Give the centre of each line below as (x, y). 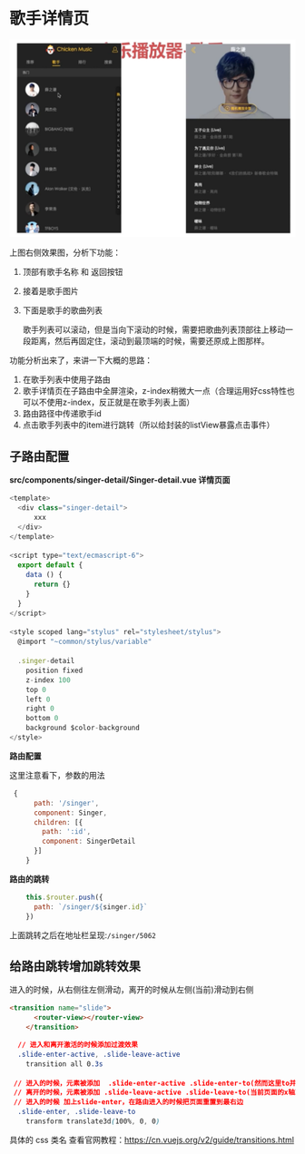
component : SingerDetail (89, 841)
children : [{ (58, 822)
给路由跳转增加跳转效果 (75, 966)
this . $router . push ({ (64, 897)
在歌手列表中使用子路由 (66, 380)
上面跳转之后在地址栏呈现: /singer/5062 (83, 934)
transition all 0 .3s (64, 1064)
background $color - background (83, 728)
